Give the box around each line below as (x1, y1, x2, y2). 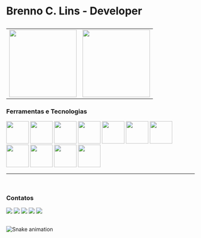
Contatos (6, 194, 34, 202)
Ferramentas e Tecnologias (6, 107, 87, 115)
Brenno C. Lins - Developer (6, 4, 142, 18)
